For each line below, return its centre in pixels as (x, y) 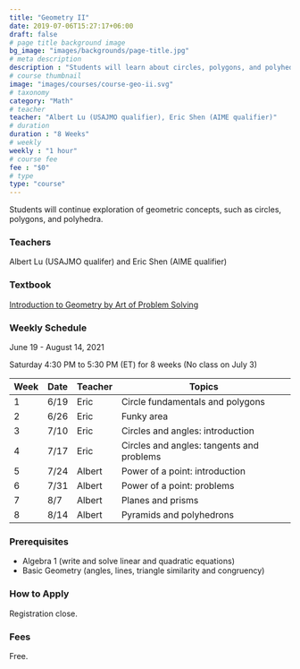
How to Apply (39, 594)
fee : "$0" (29, 167)
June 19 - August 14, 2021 (57, 347)
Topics (204, 387)
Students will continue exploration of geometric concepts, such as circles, (146, 210)
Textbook (30, 285)
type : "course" (37, 184)
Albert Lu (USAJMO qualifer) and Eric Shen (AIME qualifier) (118, 262)
